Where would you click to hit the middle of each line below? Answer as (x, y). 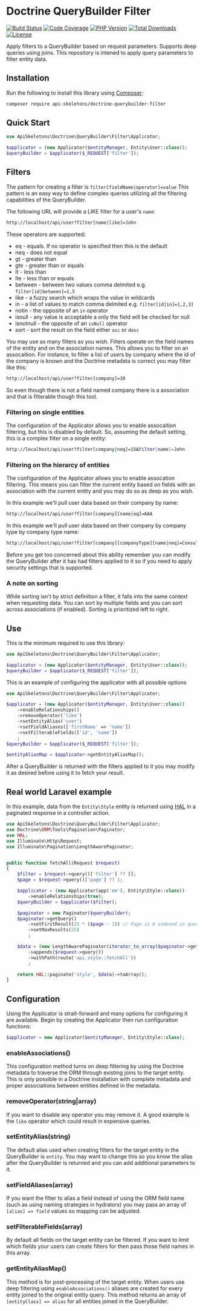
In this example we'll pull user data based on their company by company (96, 525)
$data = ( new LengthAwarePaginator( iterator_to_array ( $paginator (101, 947)
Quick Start (28, 123)
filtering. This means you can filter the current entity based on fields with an (101, 485)
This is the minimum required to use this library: (66, 643)
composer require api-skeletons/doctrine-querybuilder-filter (86, 104)
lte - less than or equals (44, 278)
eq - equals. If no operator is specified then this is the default (91, 246)
